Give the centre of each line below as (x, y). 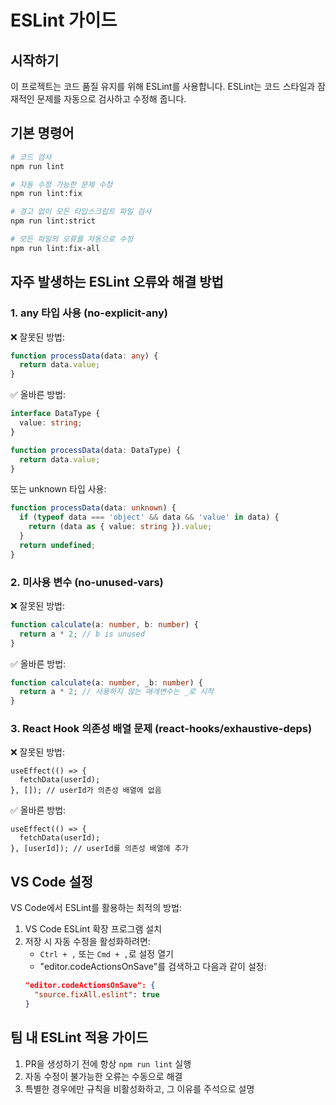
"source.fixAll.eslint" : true (97, 995)
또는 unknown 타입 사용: (58, 489)
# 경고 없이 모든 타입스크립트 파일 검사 (81, 212)
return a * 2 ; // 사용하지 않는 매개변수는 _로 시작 (117, 692)
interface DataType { (55, 414)
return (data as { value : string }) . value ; (120, 527)
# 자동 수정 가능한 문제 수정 (61, 184)
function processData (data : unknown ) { (93, 508)
